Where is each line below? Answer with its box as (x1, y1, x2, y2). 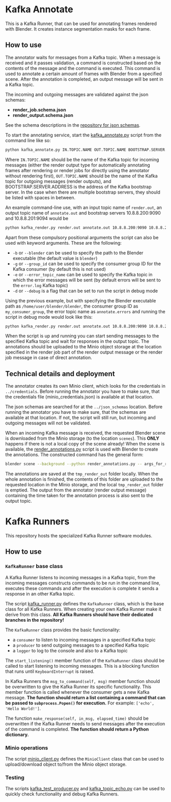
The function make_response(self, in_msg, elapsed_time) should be (5, 715, 149, 721)
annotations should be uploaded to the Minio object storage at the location (5, 344, 162, 350)
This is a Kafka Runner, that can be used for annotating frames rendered (5, 20, 157, 27)
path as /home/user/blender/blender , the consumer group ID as (5, 303, 138, 309)
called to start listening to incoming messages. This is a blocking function (5, 663, 159, 669)
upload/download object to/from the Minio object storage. (5, 761, 127, 767)
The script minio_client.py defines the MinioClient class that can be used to (5, 756, 164, 762)
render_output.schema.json (12, 112, 74, 118)
